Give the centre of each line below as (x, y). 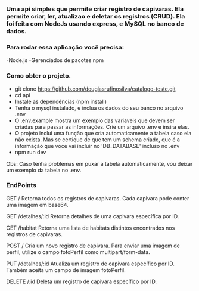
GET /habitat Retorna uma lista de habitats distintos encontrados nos (91, 228)
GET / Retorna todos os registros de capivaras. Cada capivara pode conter (98, 198)
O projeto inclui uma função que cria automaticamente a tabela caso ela (103, 133)
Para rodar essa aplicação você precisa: (65, 47)
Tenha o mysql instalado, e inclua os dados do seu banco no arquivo (99, 108)
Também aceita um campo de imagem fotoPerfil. (66, 270)
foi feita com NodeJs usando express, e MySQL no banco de (95, 24)
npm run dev (30, 152)
